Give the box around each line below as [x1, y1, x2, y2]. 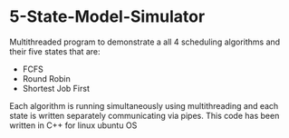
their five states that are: [9, 45, 101, 56]
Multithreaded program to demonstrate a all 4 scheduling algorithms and [9, 36, 281, 47]
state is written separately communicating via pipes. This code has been [9, 110, 280, 121]
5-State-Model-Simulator [9, 6, 206, 27]
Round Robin [22, 73, 71, 84]
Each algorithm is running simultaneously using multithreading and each [9, 100, 279, 111]
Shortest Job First [22, 83, 91, 94]
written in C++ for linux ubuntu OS [9, 120, 138, 131]
